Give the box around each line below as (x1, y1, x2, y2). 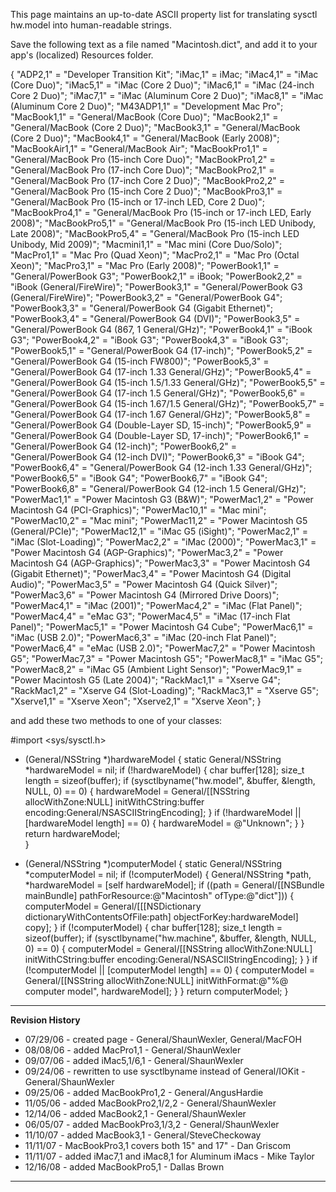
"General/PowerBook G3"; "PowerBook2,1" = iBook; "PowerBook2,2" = (10, 270, 303, 282)
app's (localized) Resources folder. (10, 49, 154, 61)
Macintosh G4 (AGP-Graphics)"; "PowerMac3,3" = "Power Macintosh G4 (10, 557, 311, 569)
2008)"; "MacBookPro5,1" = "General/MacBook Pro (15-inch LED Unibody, (10, 217, 317, 229)
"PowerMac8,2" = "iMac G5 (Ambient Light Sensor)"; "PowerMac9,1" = (10, 664, 303, 675)
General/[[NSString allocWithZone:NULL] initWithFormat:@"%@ (24, 975, 289, 986)
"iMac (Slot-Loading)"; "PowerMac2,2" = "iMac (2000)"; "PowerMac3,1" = (10, 536, 317, 548)
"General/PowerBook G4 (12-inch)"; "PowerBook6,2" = (10, 440, 238, 452)
